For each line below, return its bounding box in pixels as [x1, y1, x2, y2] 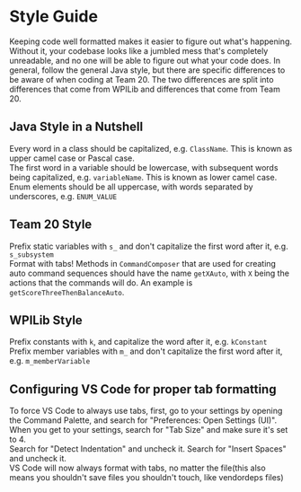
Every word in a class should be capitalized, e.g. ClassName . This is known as [9, 143, 293, 154]
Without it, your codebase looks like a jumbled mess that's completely [9, 45, 269, 56]
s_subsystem [9, 250, 54, 259]
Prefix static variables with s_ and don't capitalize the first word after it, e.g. [9, 241, 289, 251]
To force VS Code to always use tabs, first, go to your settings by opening [9, 406, 283, 417]
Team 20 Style [9, 217, 93, 233]
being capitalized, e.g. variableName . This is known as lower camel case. [9, 171, 278, 182]
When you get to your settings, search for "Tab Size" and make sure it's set [9, 425, 288, 435]
